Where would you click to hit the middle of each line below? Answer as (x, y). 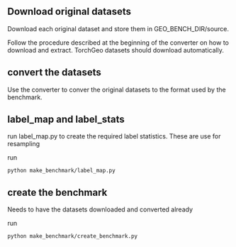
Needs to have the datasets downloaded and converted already (100, 209)
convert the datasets (54, 73)
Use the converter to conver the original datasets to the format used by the (117, 89)
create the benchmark (57, 192)
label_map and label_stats (66, 120)
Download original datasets (69, 12)
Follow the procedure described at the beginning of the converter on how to (118, 43)
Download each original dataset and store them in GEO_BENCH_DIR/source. (118, 28)
